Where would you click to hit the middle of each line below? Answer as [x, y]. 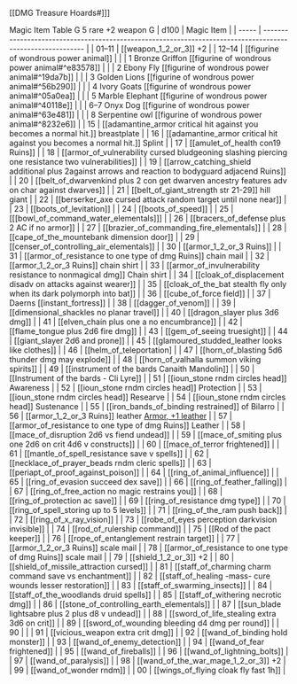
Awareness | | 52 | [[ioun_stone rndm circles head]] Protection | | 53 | [136, 388]
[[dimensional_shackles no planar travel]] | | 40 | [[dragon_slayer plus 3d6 [144, 312]
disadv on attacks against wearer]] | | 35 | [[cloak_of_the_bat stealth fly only [148, 284]
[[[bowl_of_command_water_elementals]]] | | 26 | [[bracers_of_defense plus [148, 218]
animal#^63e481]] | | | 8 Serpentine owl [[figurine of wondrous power [136, 115]
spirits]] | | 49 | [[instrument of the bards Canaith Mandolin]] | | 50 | [132, 369]
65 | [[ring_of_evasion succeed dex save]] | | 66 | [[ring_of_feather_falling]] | [148, 482]
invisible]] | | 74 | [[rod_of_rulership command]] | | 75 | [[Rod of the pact [140, 529]
